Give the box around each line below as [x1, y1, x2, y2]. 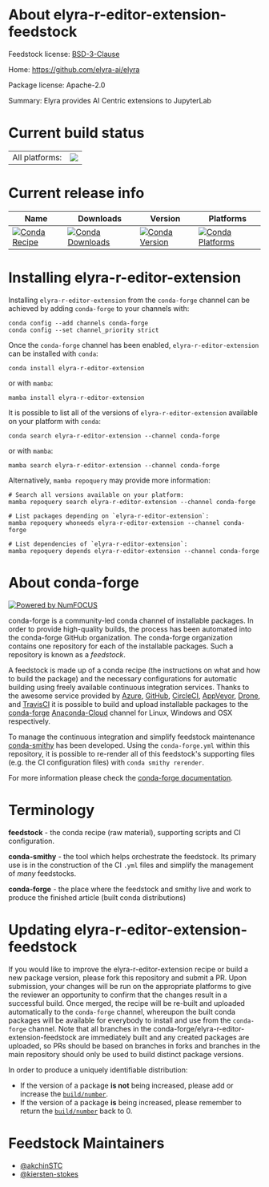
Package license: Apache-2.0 [8, 80, 106, 90]
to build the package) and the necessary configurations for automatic [8, 673, 238, 683]
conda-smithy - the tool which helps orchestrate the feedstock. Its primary [8, 851, 257, 861]
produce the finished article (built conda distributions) [8, 892, 187, 902]
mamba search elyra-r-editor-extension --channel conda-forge [8, 461, 220, 470]
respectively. [8, 716, 50, 726]
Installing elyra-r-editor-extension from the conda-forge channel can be [8, 295, 251, 305]
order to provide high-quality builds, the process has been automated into [8, 624, 252, 634]
